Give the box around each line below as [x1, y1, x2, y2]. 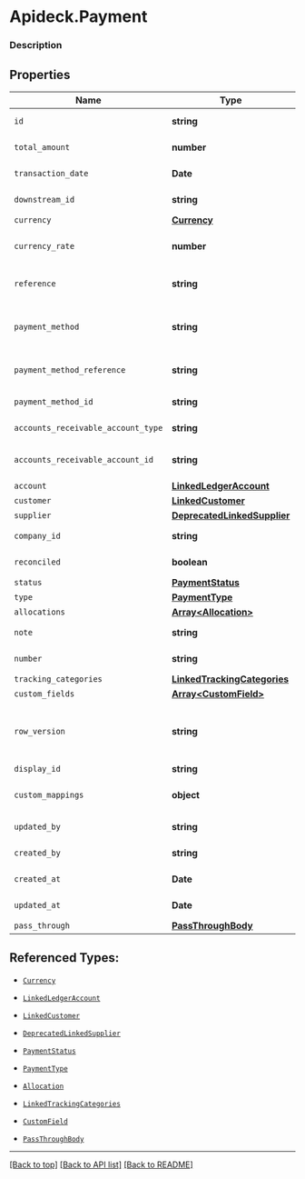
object [171, 788, 200, 801]
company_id [14, 530, 61, 541]
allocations [14, 606, 66, 617]
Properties [9, 66, 71, 83]
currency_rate [14, 241, 75, 251]
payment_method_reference [14, 365, 126, 375]
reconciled [14, 556, 61, 567]
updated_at [14, 900, 61, 910]
